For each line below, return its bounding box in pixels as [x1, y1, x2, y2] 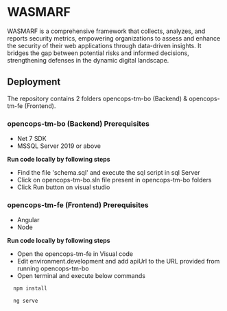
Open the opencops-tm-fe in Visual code [16, 250, 134, 258]
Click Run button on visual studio [16, 183, 110, 191]
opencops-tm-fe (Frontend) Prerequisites [7, 200, 149, 210]
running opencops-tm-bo [16, 264, 89, 272]
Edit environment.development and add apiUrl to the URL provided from [16, 257, 220, 266]
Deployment [7, 76, 61, 88]
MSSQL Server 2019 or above [16, 142, 101, 150]
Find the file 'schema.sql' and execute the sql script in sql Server [16, 169, 200, 177]
